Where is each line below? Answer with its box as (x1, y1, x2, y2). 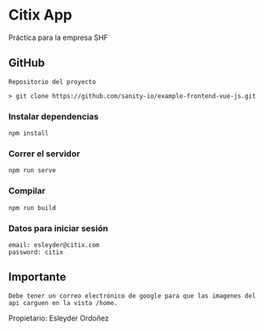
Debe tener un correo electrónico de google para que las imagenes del (8, 291, 256, 300)
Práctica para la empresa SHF (8, 33, 108, 42)
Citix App (8, 6, 73, 24)
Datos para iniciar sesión (8, 222, 108, 233)
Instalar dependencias (8, 111, 99, 122)
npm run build (8, 203, 57, 212)
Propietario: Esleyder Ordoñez (8, 313, 110, 323)
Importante (8, 270, 67, 284)
